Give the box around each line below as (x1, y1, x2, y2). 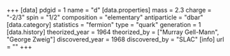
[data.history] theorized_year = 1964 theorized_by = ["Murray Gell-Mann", (6, 28, 220, 36)
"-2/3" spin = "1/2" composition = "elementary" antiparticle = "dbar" (6, 13, 203, 21)
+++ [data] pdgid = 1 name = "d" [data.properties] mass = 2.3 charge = (6, 6, 212, 14)
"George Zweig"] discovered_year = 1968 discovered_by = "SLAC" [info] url (6, 35, 224, 44)
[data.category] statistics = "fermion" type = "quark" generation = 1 (6, 21, 201, 28)
